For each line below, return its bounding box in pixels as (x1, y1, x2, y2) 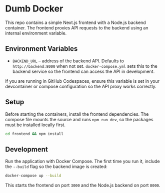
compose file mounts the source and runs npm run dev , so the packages (5, 116, 153, 122)
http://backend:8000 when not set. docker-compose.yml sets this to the (12, 63, 157, 69)
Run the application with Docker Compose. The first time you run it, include (5, 158, 160, 165)
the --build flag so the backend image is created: (5, 164, 107, 170)
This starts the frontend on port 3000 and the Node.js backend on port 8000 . (5, 183, 160, 189)
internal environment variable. (5, 30, 67, 36)
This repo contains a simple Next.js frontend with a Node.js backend (5, 19, 146, 25)
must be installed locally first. (5, 122, 66, 128)
